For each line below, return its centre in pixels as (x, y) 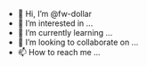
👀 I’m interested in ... (55, 23)
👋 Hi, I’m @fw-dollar (54, 14)
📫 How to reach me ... (59, 52)
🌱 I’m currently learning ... (65, 33)
